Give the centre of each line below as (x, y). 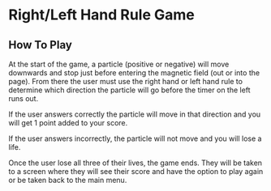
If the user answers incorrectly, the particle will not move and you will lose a (135, 138)
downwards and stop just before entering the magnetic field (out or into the (134, 73)
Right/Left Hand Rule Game (101, 15)
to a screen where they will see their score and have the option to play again (136, 171)
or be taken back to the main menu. (68, 180)
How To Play (41, 45)
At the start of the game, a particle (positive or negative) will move (119, 64)
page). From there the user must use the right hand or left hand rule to (126, 81)
